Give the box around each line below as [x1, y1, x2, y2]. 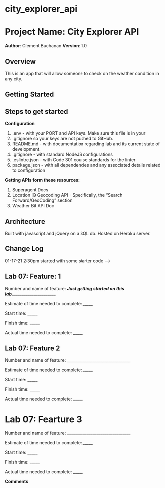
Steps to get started [5, 107, 68, 116]
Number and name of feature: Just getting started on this [5, 285, 124, 291]
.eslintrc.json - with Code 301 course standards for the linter [12, 157, 136, 163]
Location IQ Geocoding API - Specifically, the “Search [12, 192, 123, 198]
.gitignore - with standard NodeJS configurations [12, 151, 113, 158]
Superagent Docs [12, 187, 49, 193]
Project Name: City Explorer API [5, 26, 139, 38]
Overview [5, 57, 36, 66]
